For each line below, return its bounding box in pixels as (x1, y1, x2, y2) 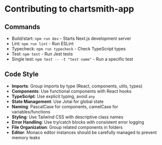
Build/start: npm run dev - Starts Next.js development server (11, 35, 131, 41)
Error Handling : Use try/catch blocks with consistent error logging (11, 119, 144, 125)
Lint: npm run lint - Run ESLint (11, 41, 74, 47)
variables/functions (11, 109, 50, 114)
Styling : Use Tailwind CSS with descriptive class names (11, 114, 124, 120)
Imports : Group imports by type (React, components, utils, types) (11, 83, 143, 89)
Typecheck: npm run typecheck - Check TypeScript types (11, 46, 126, 51)
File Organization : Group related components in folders (11, 124, 123, 130)
